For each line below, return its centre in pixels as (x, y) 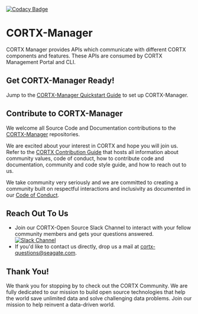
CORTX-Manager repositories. (43, 134)
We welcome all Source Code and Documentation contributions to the (91, 128)
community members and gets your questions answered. (84, 234)
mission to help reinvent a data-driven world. (61, 305)
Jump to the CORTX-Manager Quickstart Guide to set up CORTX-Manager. (97, 95)
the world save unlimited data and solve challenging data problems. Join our (99, 299)
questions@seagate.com (45, 253)
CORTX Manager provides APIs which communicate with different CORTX (96, 49)
